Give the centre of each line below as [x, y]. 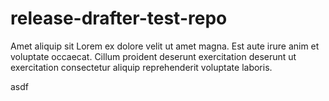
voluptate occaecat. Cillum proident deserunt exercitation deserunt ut [153, 56]
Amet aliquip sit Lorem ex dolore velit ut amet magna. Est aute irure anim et [165, 46]
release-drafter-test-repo [119, 18]
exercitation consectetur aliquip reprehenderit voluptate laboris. [141, 67]
